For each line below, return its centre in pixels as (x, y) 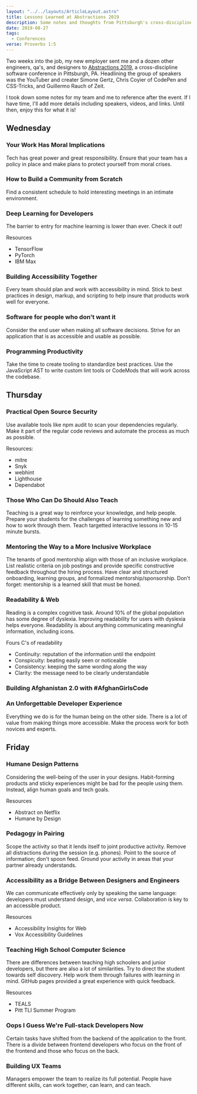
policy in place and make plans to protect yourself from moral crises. (89, 164)
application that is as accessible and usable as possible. (74, 336)
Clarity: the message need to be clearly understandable (82, 672)
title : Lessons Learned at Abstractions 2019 (62, 17)
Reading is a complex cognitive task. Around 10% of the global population (95, 612)
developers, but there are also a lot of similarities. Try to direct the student (96, 969)
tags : (13, 33)
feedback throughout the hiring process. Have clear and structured (87, 572)
